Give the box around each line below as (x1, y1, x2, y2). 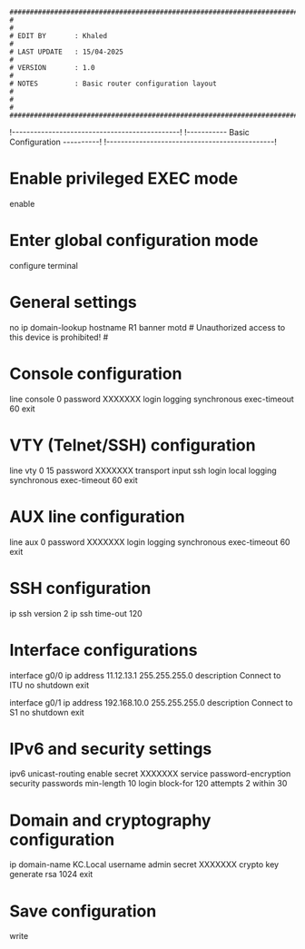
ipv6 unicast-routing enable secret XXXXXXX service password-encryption (9, 768, 291, 779)
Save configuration (9, 901, 157, 921)
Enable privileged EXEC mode (9, 168, 239, 189)
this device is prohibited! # (9, 331, 109, 342)
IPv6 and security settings (9, 738, 212, 759)
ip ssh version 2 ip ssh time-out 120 (9, 608, 143, 618)
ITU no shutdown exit (9, 679, 89, 690)
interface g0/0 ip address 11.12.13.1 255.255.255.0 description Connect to (9, 669, 281, 680)
